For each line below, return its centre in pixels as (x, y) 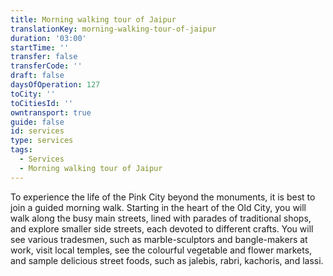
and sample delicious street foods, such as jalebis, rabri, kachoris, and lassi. (167, 260)
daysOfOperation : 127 (55, 85)
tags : (21, 150)
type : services (42, 141)
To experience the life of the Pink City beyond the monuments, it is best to (163, 197)
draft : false (37, 76)
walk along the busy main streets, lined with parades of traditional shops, (161, 218)
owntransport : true (51, 112)
